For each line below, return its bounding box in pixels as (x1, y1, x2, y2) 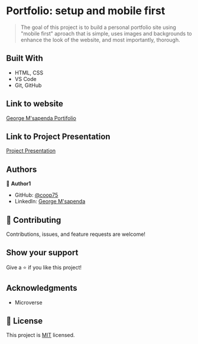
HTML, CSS (14, 69, 43, 76)
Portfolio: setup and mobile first (6, 4, 165, 18)
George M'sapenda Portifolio (6, 114, 77, 122)
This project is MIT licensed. (6, 332, 75, 339)
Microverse (14, 298, 43, 306)
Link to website (6, 99, 63, 109)
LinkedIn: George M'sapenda (14, 198, 86, 205)
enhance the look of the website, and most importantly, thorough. (20, 36, 180, 43)
